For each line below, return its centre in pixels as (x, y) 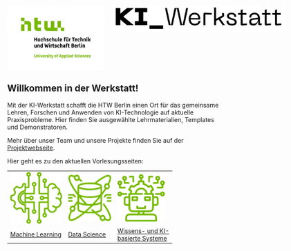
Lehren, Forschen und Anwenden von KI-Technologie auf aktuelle (101, 112)
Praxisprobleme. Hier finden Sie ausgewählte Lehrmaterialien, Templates (111, 119)
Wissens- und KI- (143, 231)
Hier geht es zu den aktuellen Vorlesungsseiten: (75, 161)
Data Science (87, 234)
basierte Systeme (142, 238)
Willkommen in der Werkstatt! (73, 89)
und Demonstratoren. (37, 127)
